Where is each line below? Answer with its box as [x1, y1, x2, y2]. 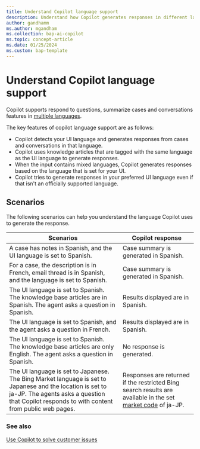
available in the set [122, 393, 175, 401]
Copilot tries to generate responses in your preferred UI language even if [14, 173, 193, 181]
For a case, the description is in [9, 261, 96, 269]
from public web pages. [9, 404, 76, 413]
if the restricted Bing [122, 378, 180, 386]
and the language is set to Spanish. [9, 276, 107, 284]
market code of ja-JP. [122, 401, 185, 409]
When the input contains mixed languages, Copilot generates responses [14, 161, 192, 168]
